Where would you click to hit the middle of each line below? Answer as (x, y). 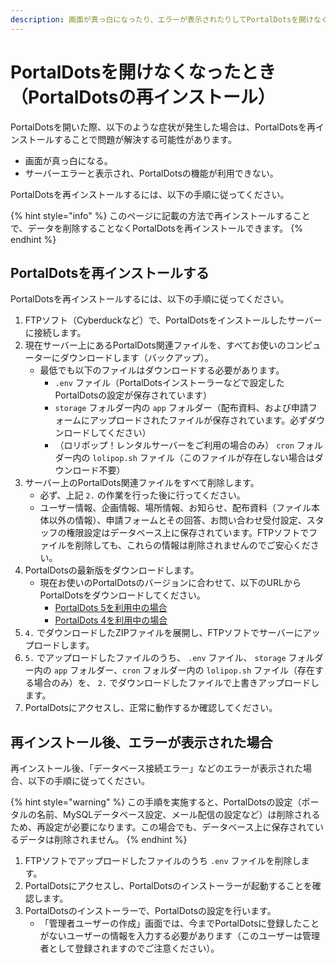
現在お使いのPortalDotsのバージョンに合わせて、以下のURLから (170, 583)
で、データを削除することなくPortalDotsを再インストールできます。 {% (156, 228)
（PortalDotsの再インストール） (143, 97)
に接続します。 (55, 333)
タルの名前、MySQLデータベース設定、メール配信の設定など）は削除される (165, 815)
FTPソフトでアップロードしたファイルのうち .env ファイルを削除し (163, 861)
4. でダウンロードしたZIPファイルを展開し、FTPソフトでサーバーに (163, 633)
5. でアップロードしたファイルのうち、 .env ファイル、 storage (155, 658)
